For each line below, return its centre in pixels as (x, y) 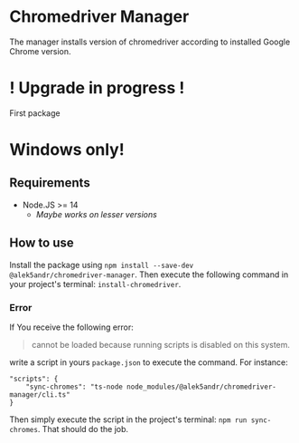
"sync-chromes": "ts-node (75, 387)
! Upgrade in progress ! (97, 88)
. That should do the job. (83, 429)
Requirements (50, 183)
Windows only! (67, 150)
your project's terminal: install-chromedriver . (95, 284)
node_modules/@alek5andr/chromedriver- (201, 387)
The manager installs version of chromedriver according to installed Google (150, 42)
